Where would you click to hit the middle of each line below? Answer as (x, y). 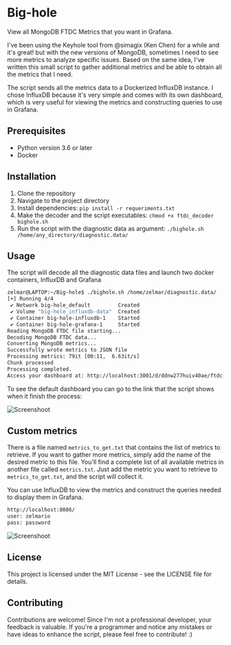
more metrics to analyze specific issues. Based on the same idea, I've (106, 59)
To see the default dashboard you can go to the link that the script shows (111, 389)
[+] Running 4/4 (30, 299)
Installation (32, 177)
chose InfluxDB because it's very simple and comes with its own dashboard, (115, 95)
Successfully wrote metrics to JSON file (67, 350)
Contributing (35, 603)
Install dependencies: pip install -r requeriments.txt (96, 208)
